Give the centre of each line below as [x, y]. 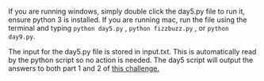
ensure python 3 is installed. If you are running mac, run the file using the [128, 20]
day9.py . [22, 36]
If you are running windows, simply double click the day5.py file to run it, [127, 11]
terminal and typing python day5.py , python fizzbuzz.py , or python [119, 28]
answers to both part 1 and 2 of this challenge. [84, 68]
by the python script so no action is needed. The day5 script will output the [131, 60]
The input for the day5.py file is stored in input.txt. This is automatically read [132, 52]
